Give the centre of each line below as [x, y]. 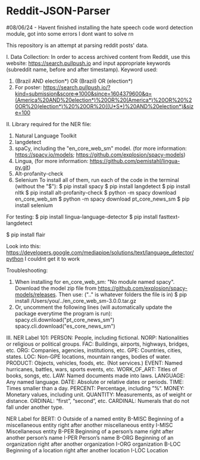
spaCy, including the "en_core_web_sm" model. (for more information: [101, 148]
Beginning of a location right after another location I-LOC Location [87, 450]
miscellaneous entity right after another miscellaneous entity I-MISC [90, 425]
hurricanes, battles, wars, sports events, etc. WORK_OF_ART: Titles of [92, 369]
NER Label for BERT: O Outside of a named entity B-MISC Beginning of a [95, 418]
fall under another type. [35, 407]
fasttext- [169, 217]
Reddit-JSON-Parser [58, 11]
